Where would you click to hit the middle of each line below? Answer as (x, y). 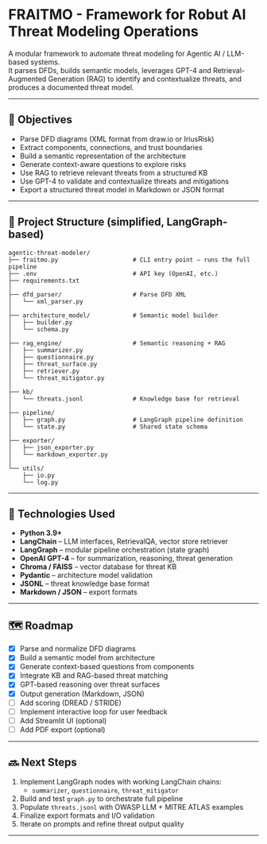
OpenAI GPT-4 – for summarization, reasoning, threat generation (126, 559)
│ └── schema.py (39, 329)
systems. (45, 62)
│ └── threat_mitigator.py (56, 378)
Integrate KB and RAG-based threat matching (94, 676)
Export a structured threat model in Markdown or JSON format (122, 189)
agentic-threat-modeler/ (49, 253)
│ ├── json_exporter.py (51, 447)
